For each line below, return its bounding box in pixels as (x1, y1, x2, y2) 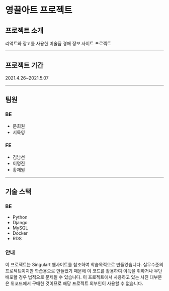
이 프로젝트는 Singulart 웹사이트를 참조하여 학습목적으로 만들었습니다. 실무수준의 (5, 261, 163, 267)
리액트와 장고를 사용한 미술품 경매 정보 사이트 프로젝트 (5, 41, 112, 46)
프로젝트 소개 (5, 26, 44, 35)
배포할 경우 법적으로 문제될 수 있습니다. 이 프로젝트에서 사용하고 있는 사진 (5, 274, 149, 280)
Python (12, 214, 28, 220)
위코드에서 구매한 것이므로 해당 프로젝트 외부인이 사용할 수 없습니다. (10, 280, 143, 286)
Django (12, 220, 28, 226)
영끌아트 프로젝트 (5, 5, 72, 16)
